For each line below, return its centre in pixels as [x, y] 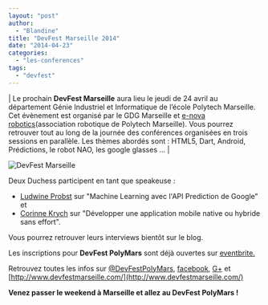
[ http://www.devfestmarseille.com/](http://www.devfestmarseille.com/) [126, 277]
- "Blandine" [37, 31]
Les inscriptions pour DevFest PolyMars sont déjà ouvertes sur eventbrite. [132, 253]
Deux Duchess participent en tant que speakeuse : [92, 181]
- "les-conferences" [50, 61]
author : [21, 23]
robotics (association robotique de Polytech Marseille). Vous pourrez [121, 124]
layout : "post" [34, 16]
